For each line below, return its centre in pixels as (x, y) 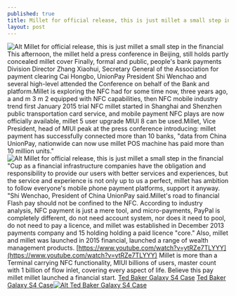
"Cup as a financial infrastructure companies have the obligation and (107, 166)
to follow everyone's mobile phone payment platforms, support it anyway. (113, 188)
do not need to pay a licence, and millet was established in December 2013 (116, 226)
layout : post (26, 27)
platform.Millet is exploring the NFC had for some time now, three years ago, (118, 91)
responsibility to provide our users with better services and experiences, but (118, 173)
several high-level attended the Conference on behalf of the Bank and (108, 84)
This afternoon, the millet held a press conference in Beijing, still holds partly (118, 54)
